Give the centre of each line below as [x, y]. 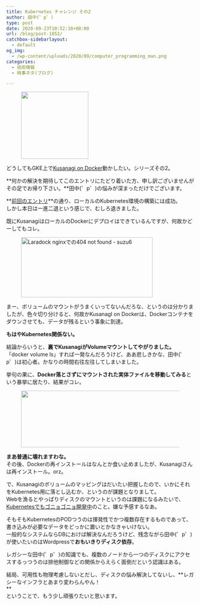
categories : [21, 62]
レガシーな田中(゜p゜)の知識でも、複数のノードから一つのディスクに [90, 555]
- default [24, 45]
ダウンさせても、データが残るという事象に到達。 [66, 322]
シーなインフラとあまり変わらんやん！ [53, 582]
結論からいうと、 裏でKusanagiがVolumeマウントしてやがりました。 [90, 347]
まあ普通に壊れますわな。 [38, 457]
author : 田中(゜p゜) [30, 17]
